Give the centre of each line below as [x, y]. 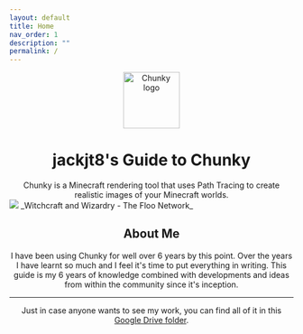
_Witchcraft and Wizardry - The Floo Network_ [107, 206]
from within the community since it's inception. [151, 284]
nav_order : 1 [34, 34]
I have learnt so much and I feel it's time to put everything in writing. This [151, 265]
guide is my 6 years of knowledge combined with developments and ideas [151, 274]
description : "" [40, 43]
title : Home [32, 26]
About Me [151, 234]
